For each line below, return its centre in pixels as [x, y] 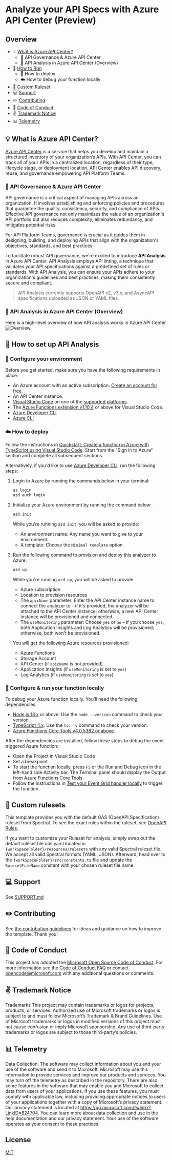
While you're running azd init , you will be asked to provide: [76, 524]
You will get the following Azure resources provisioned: [71, 643]
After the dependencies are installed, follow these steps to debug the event [85, 741]
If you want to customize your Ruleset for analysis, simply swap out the [80, 838]
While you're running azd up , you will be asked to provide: [73, 579]
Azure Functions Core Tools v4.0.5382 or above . [64, 731]
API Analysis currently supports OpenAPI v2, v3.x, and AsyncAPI [86, 293]
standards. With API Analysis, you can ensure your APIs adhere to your [80, 272]
